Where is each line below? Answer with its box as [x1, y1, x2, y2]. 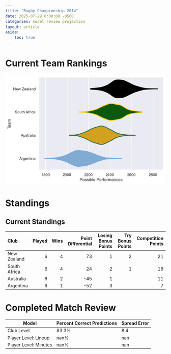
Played [32, 238, 47, 244]
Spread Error [121, 320, 149, 327]
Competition [136, 235, 164, 241]
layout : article [5, 24, 40, 29]
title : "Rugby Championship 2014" [5, 8, 79, 13]
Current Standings [5, 218, 65, 226]
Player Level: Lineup [7, 335, 50, 341]
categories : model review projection [5, 19, 85, 24]
